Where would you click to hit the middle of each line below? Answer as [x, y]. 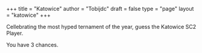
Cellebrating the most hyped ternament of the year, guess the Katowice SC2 [101, 27]
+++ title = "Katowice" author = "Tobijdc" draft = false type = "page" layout [100, 9]
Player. [15, 33]
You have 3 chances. [32, 45]
